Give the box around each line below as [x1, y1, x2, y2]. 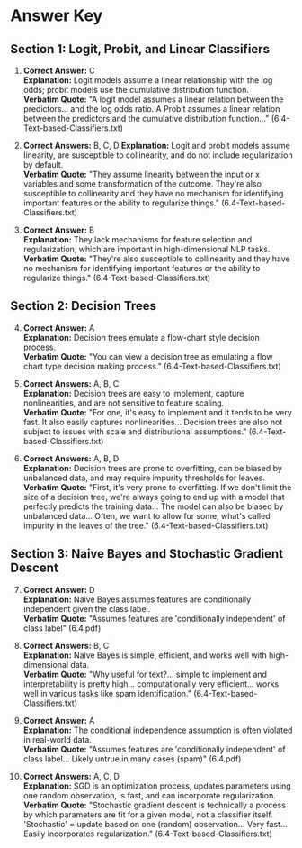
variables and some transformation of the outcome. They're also [22, 178, 262, 189]
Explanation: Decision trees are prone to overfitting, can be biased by [22, 462, 282, 473]
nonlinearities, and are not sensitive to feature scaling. [22, 397, 225, 408]
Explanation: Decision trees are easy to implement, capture [22, 388, 244, 398]
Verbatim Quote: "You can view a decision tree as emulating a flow [22, 351, 273, 361]
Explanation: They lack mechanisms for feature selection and [22, 234, 253, 244]
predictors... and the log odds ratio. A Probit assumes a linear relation [22, 104, 280, 114]
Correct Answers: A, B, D [22, 452, 120, 464]
